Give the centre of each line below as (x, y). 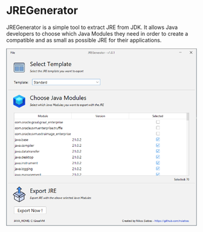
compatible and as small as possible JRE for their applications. (84, 40)
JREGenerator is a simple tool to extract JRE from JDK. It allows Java (92, 27)
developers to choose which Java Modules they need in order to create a (97, 33)
